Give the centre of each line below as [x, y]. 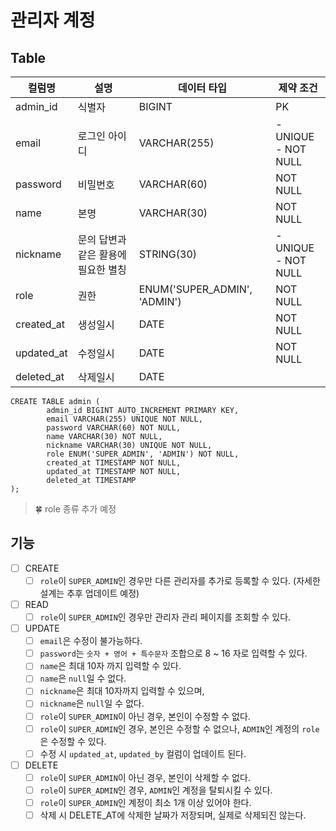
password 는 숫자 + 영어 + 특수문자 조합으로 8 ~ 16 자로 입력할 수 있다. [173, 653]
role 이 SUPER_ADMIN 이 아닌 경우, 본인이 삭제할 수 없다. [145, 777]
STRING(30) [168, 254]
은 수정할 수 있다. [73, 741]
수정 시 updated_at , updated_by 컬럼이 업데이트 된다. [143, 753]
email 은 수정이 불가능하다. [91, 641]
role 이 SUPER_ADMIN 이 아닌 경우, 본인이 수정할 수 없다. [145, 716]
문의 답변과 [102, 239]
